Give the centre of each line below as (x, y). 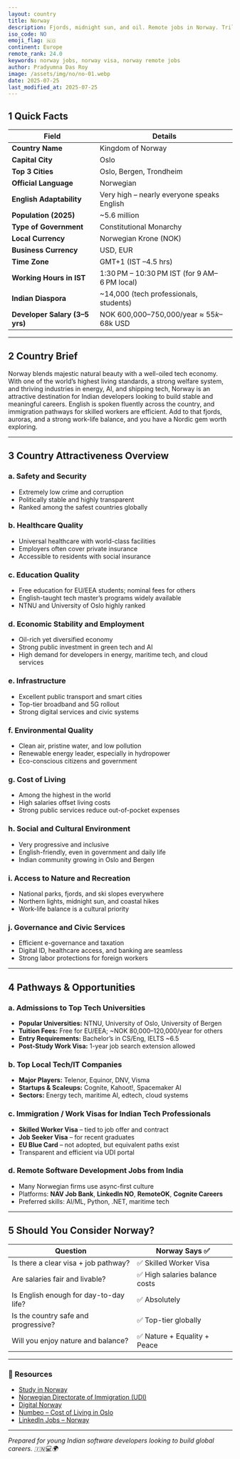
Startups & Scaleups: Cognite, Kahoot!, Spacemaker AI (100, 1088)
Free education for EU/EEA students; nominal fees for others (107, 590)
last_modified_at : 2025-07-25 (53, 87)
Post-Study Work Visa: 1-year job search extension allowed (106, 1046)
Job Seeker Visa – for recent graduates (76, 1137)
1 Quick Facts (38, 116)
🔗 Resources (30, 1374)
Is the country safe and (50, 1315)
